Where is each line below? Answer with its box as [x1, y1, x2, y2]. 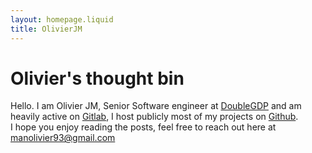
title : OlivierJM [10, 24, 83, 34]
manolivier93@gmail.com [10, 132, 116, 144]
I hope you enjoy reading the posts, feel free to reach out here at [10, 121, 277, 133]
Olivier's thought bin [10, 67, 185, 90]
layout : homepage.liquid [10, 14, 114, 25]
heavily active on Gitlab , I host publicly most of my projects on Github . [10, 111, 299, 123]
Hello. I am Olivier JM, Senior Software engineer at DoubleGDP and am [10, 100, 302, 112]
